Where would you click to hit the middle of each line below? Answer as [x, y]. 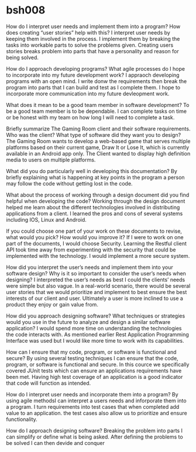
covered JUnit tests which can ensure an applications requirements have [94, 370]
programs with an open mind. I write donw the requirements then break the [97, 81]
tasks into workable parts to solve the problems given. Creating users [90, 45]
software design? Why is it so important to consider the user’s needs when [96, 273]
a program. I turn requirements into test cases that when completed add [93, 406]
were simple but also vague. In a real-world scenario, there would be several [98, 286]
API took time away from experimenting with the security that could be [91, 250]
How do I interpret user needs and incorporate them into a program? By [92, 394]
